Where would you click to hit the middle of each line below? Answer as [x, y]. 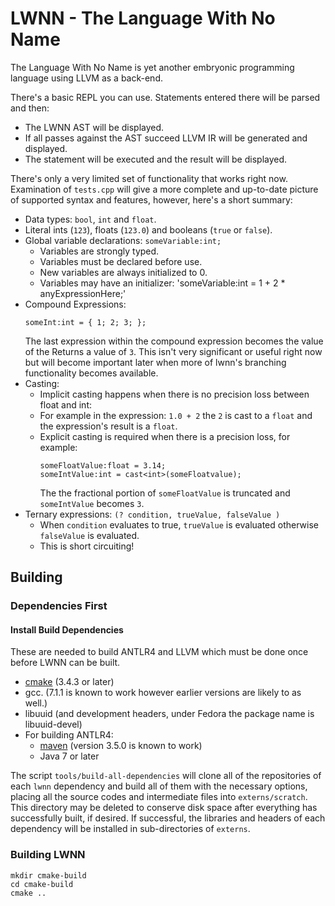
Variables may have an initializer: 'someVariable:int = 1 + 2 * [162, 283]
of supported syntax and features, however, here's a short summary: [151, 199]
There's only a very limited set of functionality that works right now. [149, 178]
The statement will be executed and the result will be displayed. [156, 159]
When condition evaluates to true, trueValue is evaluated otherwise [179, 524]
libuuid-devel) [53, 724]
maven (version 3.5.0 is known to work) [121, 746]
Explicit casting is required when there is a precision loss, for [165, 436]
